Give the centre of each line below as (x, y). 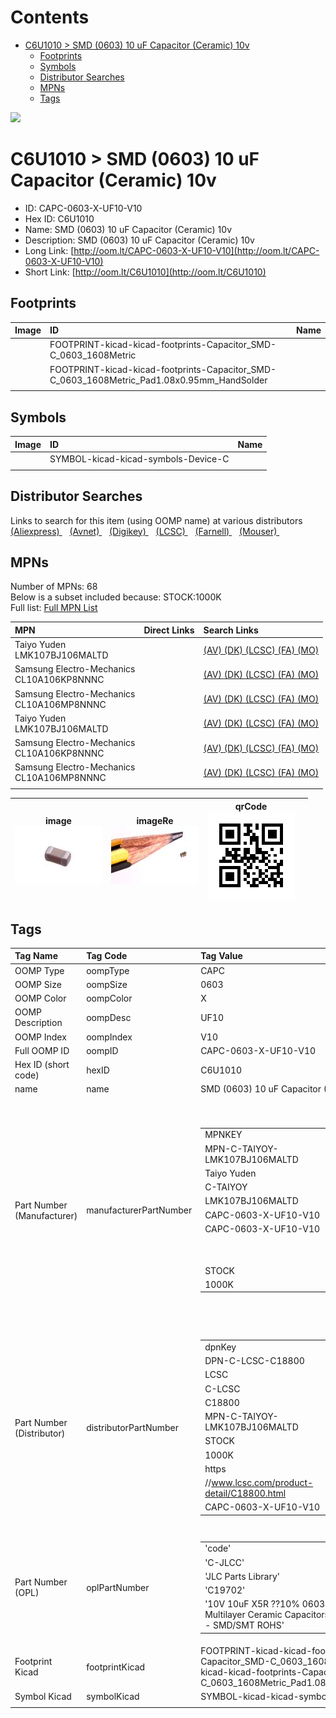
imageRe (155, 821)
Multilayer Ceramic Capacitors (267, 1615)
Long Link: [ (49, 250)
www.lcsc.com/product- (262, 1483)
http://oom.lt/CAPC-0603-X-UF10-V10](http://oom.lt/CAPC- (196, 250)
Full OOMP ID (42, 1050)
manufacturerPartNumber (139, 1210)
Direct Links (169, 630)
